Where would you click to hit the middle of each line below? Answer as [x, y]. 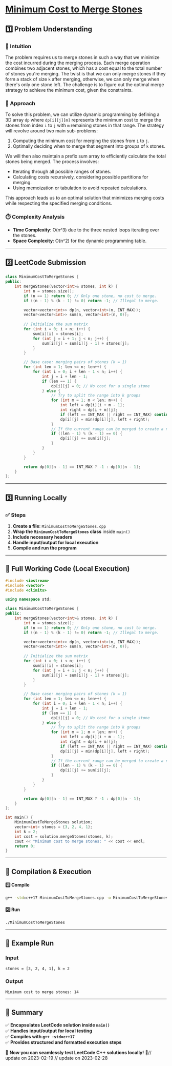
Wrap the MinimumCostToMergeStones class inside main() [71, 531]
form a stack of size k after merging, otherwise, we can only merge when [82, 79]
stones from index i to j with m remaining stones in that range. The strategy [85, 125]
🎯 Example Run [30, 943]
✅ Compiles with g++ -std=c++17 [40, 1036]
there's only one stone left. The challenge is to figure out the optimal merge [85, 84]
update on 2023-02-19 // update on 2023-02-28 [57, 1058]
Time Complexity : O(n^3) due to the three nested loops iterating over [86, 230]
